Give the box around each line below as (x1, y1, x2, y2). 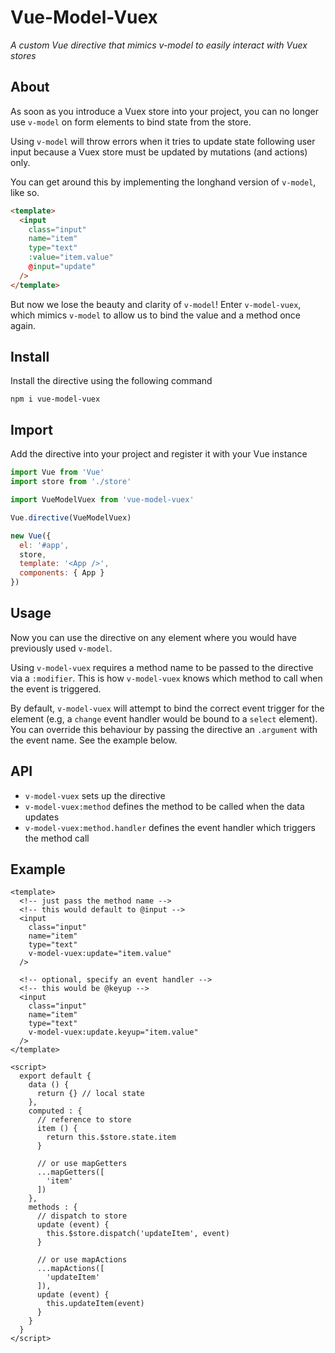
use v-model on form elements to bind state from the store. (10, 116, 252, 128)
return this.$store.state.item (46, 1132, 177, 1143)
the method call (24, 832, 90, 844)
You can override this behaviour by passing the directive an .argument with (10, 723, 318, 735)
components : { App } (19, 568, 105, 578)
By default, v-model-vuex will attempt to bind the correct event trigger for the (10, 702, 325, 714)
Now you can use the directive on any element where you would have (10, 631, 298, 643)
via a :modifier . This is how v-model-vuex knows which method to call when (10, 672, 323, 684)
